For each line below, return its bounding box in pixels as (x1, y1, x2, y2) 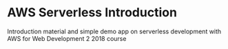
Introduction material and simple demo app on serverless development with (7, 27, 222, 35)
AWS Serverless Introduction (7, 5, 178, 20)
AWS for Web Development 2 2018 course (7, 34, 127, 42)
